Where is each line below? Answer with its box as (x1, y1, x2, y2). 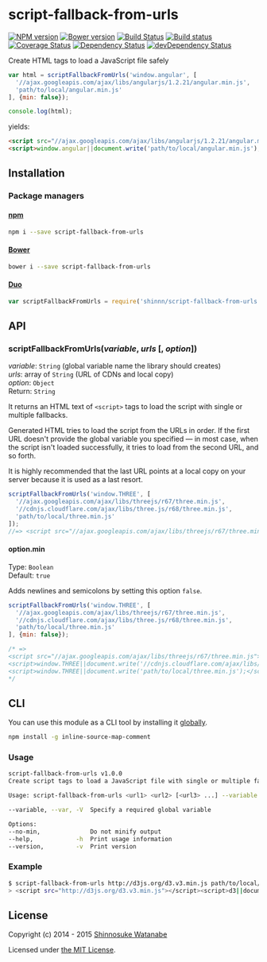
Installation (8, 167, 65, 180)
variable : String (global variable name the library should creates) (8, 361, 221, 371)
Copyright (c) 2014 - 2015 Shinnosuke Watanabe (8, 929, 168, 939)
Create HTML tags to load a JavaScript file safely (8, 56, 169, 65)
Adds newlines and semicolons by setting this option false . (8, 585, 203, 595)
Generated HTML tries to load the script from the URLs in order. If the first (8, 426, 250, 435)
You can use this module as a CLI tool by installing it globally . (8, 717, 208, 728)
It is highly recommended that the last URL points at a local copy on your (8, 466, 246, 476)
